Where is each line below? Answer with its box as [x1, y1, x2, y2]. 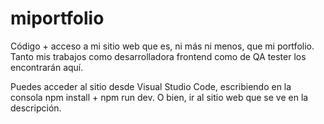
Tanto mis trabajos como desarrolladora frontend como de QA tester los [10, 50, 307, 62]
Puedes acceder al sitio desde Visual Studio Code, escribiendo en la [10, 80, 292, 92]
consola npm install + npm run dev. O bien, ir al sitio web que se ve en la [10, 91, 309, 103]
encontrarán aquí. [10, 61, 84, 73]
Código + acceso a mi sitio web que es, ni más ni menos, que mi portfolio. [10, 40, 315, 52]
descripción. [10, 102, 62, 114]
